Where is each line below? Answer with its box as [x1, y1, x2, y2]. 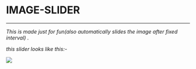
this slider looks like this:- [6, 45, 68, 52]
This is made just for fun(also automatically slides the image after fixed [6, 28, 178, 35]
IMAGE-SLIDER [6, 3, 80, 17]
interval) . [6, 34, 29, 41]
